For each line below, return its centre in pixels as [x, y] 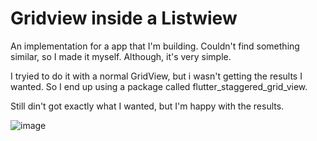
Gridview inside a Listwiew [124, 18]
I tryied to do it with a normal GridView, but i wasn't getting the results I [156, 76]
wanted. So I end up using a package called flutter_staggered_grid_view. [159, 86]
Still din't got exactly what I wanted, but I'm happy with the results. [147, 106]
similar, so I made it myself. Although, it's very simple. [121, 56]
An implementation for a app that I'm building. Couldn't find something [155, 46]
